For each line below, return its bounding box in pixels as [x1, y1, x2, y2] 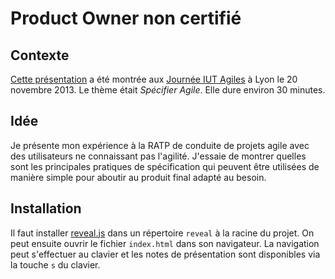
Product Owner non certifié [10, 7, 242, 30]
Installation [10, 200, 82, 217]
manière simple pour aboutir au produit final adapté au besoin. [10, 171, 267, 183]
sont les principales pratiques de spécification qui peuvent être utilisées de [10, 160, 320, 172]
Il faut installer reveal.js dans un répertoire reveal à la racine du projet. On [10, 227, 315, 239]
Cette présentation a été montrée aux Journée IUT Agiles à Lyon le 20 [10, 73, 298, 85]
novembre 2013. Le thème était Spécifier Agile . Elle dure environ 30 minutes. [10, 84, 326, 96]
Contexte [10, 47, 70, 64]
